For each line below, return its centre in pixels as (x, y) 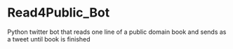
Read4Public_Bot (59, 13)
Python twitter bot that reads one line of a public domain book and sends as (117, 32)
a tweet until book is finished (49, 39)
